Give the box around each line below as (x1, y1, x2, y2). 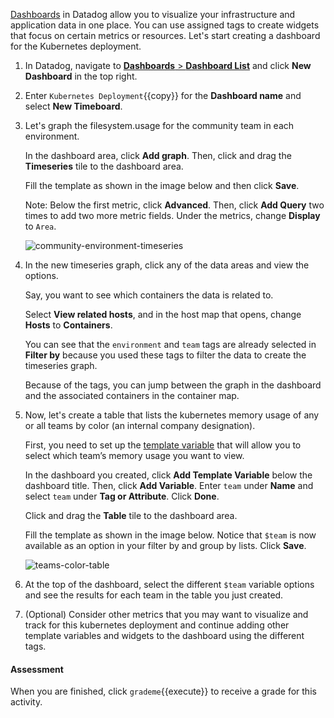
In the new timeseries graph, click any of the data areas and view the (24, 259, 310, 271)
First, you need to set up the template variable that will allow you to (24, 439, 302, 451)
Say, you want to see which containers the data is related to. (24, 289, 274, 301)
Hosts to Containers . (24, 319, 113, 331)
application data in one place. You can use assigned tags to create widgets (10, 19, 320, 31)
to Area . (24, 220, 57, 232)
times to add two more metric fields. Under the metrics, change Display (24, 210, 321, 221)
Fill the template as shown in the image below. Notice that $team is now (24, 529, 317, 541)
